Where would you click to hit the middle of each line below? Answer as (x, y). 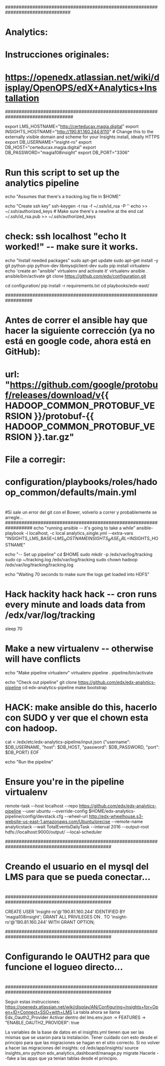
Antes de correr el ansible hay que (76, 320)
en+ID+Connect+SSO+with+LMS (39, 1012)
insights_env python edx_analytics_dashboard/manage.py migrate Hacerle (80, 1053)
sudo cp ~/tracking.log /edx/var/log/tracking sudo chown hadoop (71, 559)
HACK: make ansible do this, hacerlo (81, 707)
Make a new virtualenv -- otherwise (79, 649)
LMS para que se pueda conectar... (78, 877)
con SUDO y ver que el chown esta (77, 717)
